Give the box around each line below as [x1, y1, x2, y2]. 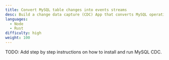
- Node [10, 21, 24, 26]
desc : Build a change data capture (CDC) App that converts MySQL [5, 12, 147, 17]
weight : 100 [5, 35, 30, 40]
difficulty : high [5, 30, 42, 35]
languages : [5, 16, 28, 21]
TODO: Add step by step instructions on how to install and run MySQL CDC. [5, 48, 162, 55]
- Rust [10, 26, 24, 31]
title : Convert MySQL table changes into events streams [5, 7, 127, 12]
